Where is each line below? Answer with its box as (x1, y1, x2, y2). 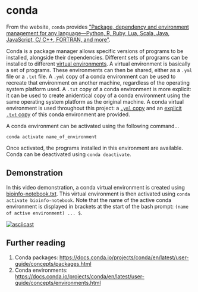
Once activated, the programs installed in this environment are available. (6, 144, 183, 151)
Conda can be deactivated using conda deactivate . (6, 150, 132, 158)
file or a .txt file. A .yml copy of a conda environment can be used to (6, 73, 176, 80)
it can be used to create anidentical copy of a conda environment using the (6, 92, 190, 99)
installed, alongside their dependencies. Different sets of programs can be (6, 54, 188, 61)
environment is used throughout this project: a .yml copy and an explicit (6, 104, 183, 111)
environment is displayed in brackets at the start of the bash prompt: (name (6, 203, 189, 210)
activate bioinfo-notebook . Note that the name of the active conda (6, 196, 172, 203)
